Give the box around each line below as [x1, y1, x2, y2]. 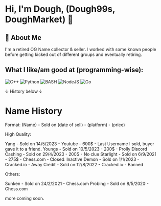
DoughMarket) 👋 [5, 14, 73, 25]
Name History [5, 105, 63, 116]
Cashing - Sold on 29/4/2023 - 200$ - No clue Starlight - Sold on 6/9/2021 [5, 151, 157, 157]
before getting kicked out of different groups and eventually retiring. [5, 51, 142, 57]
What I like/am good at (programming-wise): [5, 66, 143, 74]
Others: [5, 171, 21, 177]
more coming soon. [5, 195, 45, 201]
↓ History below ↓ [5, 88, 43, 94]
